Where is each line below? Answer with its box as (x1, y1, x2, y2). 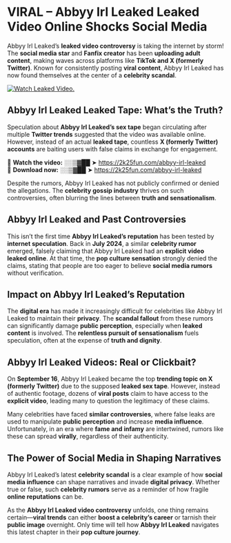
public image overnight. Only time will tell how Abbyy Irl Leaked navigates (7, 521, 219, 528)
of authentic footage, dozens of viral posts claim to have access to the (7, 390, 208, 398)
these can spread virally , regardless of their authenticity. (7, 432, 169, 441)
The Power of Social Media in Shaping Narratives (7, 452, 222, 464)
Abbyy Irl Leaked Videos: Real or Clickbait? (7, 356, 197, 368)
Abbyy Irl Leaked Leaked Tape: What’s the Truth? (7, 104, 223, 116)
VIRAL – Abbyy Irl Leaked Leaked (7, 4, 200, 20)
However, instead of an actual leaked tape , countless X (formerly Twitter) (7, 137, 219, 146)
